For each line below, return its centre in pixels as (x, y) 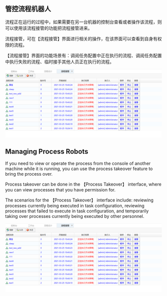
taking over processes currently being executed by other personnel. (75, 216)
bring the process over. (29, 174)
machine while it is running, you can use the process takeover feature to (79, 169)
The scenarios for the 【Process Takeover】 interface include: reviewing (80, 200)
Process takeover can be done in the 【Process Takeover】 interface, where (83, 184)
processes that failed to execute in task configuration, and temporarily (77, 211)
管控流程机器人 (28, 9)
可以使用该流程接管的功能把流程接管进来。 (49, 28)
